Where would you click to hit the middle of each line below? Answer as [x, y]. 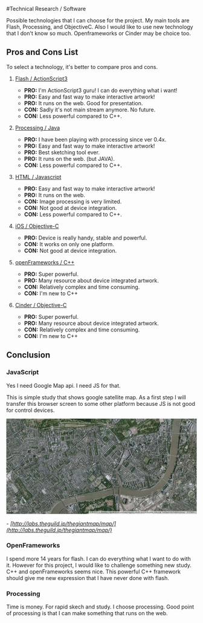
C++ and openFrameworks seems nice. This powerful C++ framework [94, 572]
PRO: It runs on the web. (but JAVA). [69, 158]
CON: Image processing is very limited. [73, 201]
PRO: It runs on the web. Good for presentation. [83, 103]
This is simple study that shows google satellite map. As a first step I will [96, 397]
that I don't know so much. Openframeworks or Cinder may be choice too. [99, 33]
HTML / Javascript [38, 177]
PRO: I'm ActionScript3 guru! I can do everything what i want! [101, 90]
